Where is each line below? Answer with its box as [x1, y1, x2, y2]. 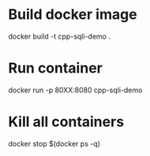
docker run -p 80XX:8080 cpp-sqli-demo [8, 85, 143, 95]
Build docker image [8, 6, 137, 24]
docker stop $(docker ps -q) [8, 139, 101, 148]
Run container [8, 59, 103, 77]
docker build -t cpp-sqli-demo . [8, 32, 111, 41]
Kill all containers [8, 113, 125, 131]
